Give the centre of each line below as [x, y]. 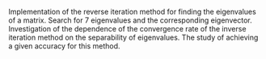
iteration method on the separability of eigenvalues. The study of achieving [133, 37]
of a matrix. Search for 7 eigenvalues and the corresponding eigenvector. [130, 20]
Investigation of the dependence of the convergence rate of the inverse [127, 29]
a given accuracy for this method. [64, 46]
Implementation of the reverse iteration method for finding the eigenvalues [132, 12]
